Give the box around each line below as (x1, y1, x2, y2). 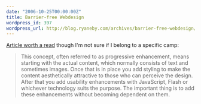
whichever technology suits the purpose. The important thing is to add (20, 84, 194, 92)
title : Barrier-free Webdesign (6, 14, 84, 20)
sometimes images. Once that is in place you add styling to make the (20, 66, 191, 73)
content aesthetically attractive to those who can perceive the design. (20, 72, 193, 79)
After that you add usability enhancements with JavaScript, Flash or (20, 78, 188, 86)
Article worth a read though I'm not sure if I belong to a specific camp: (6, 42, 179, 49)
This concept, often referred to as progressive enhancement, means (20, 53, 190, 60)
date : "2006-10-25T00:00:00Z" (6, 8, 82, 15)
